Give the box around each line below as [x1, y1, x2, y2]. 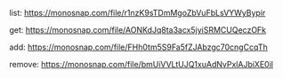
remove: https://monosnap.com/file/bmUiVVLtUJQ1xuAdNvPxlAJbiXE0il [9, 59, 274, 69]
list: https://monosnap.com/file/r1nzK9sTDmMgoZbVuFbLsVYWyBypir [9, 8, 266, 18]
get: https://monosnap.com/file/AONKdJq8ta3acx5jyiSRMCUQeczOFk [9, 25, 267, 35]
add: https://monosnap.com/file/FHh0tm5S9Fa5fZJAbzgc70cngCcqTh [9, 42, 269, 52]
